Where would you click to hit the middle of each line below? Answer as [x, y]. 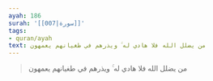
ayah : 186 [25, 16]
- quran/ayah [30, 38]
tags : [17, 30]
